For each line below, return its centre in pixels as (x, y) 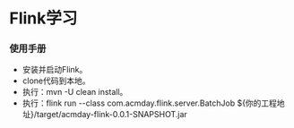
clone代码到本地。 (56, 81)
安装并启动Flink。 (55, 70)
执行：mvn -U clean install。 (75, 92)
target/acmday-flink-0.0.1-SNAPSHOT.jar (112, 115)
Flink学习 (43, 18)
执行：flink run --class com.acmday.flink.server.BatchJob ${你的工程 (150, 103)
